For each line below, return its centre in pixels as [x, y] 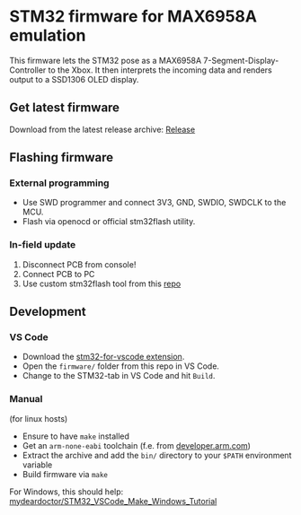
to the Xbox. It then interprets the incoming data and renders [160, 70]
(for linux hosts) [39, 418]
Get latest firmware [64, 108]
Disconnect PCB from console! [79, 264]
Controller [28, 70]
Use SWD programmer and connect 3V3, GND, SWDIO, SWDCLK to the [154, 203]
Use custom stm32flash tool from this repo [102, 284]
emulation [48, 35]
